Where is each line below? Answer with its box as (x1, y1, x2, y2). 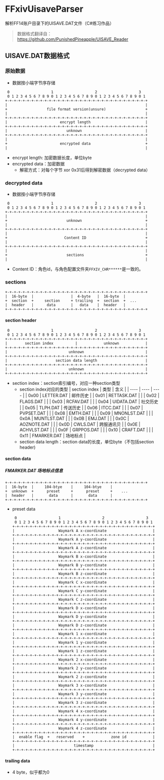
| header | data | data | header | (5, 303, 126, 308)
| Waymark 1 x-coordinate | (12, 631, 155, 636)
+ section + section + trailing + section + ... (5, 298, 137, 303)
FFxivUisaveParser (5, 3, 84, 15)
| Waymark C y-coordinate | (12, 588, 155, 593)
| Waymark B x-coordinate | (12, 554, 155, 559)
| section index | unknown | (5, 341, 148, 346)
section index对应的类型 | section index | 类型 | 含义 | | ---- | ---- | (19, 386, 153, 392)
